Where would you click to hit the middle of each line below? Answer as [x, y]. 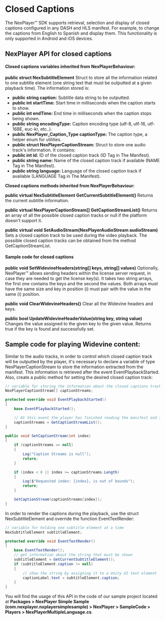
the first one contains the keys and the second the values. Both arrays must [82, 283]
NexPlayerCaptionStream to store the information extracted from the [74, 367]
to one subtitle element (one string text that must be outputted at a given [79, 83]
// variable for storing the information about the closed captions [77, 386]
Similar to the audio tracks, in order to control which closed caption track [79, 356]
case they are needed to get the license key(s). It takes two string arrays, [79, 278]
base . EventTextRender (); [39, 551]
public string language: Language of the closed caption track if [77, 171]
